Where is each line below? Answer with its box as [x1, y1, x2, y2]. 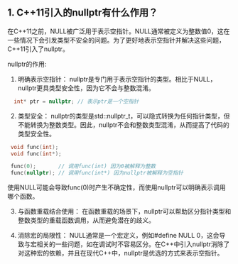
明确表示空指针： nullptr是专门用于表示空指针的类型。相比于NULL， [17, 75, 217, 83]
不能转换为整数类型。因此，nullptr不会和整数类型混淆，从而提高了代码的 [17, 120, 229, 129]
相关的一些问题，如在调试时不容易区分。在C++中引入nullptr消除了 [36, 240, 230, 248]
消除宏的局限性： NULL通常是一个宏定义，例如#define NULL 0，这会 [17, 231, 220, 240]
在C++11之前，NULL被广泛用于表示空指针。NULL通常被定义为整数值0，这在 [7, 27, 230, 35]
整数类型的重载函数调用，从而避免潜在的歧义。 [17, 216, 155, 225]
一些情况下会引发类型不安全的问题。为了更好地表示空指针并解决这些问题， [7, 35, 225, 44]
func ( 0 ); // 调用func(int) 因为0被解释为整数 [10, 163, 156, 170]
